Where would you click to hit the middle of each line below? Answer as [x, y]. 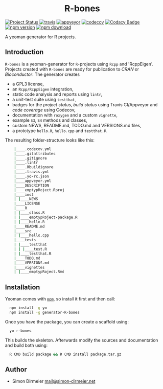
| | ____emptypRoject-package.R [46, 217]
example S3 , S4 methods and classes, [49, 120]
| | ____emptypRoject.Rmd [39, 272]
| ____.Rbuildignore [34, 167]
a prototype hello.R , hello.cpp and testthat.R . [60, 131]
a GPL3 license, [28, 84]
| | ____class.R [29, 213]
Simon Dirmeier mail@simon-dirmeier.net [54, 381]
